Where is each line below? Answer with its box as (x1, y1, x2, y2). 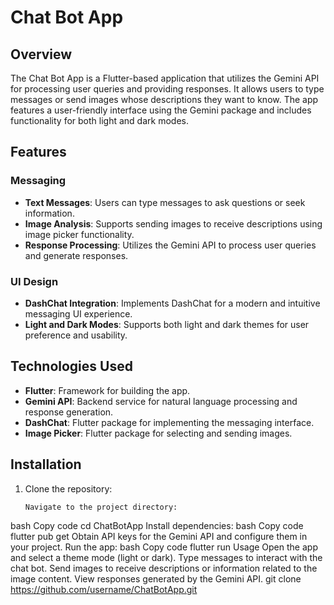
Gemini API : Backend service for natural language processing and (24, 395, 298, 407)
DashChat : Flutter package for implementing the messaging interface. (24, 416, 315, 428)
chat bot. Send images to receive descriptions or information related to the (10, 562, 318, 575)
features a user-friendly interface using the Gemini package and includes (10, 104, 312, 116)
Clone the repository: (24, 482, 113, 495)
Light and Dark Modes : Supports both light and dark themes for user (24, 318, 310, 330)
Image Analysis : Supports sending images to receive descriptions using (24, 217, 323, 230)
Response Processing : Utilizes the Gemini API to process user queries (24, 239, 317, 251)
